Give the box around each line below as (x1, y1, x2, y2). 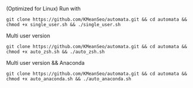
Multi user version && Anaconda (6, 59, 85, 66)
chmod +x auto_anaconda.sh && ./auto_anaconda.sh (6, 76, 132, 82)
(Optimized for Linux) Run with (6, 5, 81, 12)
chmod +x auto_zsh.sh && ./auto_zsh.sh (6, 49, 105, 55)
